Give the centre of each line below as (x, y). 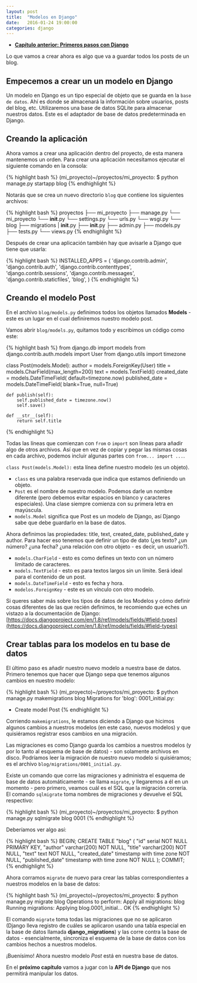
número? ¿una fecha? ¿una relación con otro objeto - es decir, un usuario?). (98, 546)
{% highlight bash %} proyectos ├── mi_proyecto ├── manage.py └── (93, 213)
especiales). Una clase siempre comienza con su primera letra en (94, 504)
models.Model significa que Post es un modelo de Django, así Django (97, 516)
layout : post (22, 12)
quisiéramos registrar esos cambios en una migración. (72, 733)
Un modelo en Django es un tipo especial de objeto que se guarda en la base (99, 96)
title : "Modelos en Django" (42, 17)
